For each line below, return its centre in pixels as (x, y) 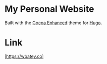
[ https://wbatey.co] (24, 56)
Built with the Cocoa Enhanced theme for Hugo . (53, 23)
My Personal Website (50, 9)
